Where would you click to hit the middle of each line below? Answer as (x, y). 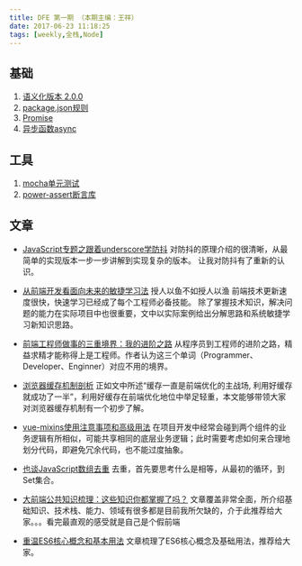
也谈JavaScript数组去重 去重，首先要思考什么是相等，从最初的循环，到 (153, 469)
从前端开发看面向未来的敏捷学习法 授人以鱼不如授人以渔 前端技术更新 (151, 290)
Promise (38, 118)
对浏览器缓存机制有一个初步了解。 (85, 407)
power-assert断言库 (59, 194)
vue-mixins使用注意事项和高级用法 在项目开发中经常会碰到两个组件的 (150, 427)
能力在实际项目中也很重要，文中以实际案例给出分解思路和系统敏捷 (160, 313)
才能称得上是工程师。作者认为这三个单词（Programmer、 (152, 355)
